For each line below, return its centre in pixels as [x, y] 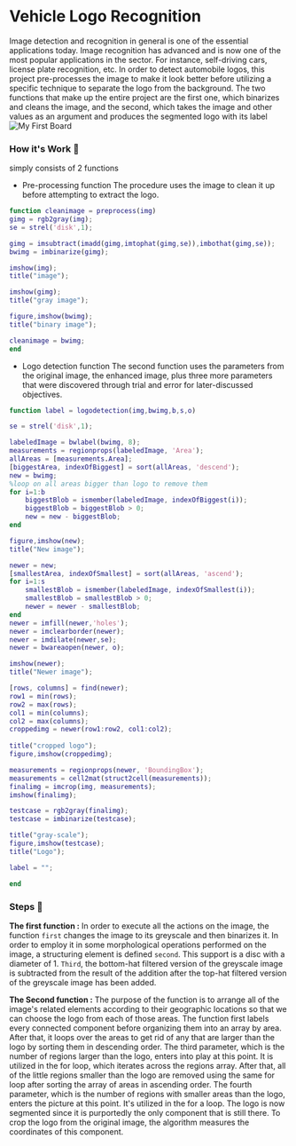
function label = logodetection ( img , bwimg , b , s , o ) [103, 410]
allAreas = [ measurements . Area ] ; [71, 459]
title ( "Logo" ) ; [37, 851]
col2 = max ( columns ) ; [49, 721]
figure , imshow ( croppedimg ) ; [61, 755]
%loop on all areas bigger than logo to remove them [109, 484]
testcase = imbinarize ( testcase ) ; [73, 819]
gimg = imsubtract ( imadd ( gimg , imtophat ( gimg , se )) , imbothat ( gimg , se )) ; [142, 243]
